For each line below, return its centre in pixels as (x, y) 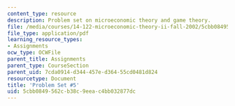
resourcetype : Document (42, 78)
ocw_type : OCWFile (34, 53)
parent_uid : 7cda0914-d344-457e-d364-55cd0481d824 (83, 72)
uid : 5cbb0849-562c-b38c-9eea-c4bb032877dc (72, 91)
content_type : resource (42, 14)
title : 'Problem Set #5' (43, 85)
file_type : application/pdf (48, 33)
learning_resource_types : (45, 40)
